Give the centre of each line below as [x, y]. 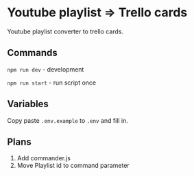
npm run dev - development [46, 69]
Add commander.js [44, 158]
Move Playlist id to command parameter [73, 166]
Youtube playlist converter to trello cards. [65, 31]
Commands [33, 53]
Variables [28, 104]
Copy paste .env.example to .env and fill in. [68, 120]
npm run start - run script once [52, 83]
